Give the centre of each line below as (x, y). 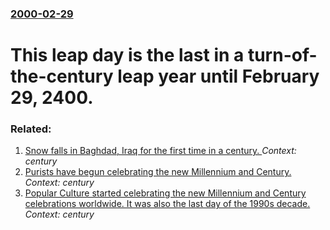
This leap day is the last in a (127, 55)
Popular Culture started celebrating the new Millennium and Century (165, 193)
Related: (31, 129)
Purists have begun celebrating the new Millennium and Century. (158, 172)
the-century (62, 76)
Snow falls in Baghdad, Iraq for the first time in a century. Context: (160, 151)
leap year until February (218, 76)
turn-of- (282, 55)
